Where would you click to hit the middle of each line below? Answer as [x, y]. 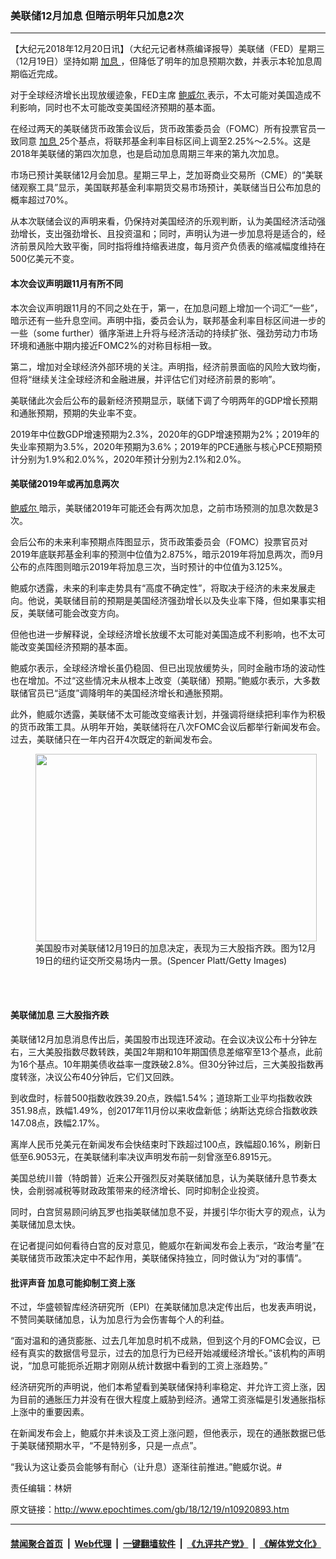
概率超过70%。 [42, 200]
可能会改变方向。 [89, 613]
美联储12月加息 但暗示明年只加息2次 [97, 15]
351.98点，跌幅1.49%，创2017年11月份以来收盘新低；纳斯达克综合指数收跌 [164, 1110]
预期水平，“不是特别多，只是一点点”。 [123, 1446]
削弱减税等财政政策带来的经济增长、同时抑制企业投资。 [150, 1190]
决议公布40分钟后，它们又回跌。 [112, 1076]
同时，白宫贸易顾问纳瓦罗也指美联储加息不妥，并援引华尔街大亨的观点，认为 [168, 1211]
